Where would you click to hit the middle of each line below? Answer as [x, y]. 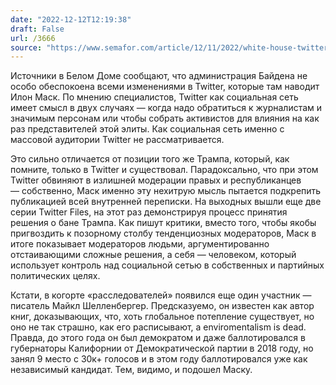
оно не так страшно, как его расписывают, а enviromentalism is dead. [158, 327]
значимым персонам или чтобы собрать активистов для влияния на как [165, 118]
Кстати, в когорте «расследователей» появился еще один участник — [161, 295]
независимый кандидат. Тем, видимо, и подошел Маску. [131, 370]
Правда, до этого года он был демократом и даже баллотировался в [158, 338]
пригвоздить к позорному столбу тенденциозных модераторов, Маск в [163, 233]
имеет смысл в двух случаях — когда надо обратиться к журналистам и [166, 108]
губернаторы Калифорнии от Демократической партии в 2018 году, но [162, 348]
